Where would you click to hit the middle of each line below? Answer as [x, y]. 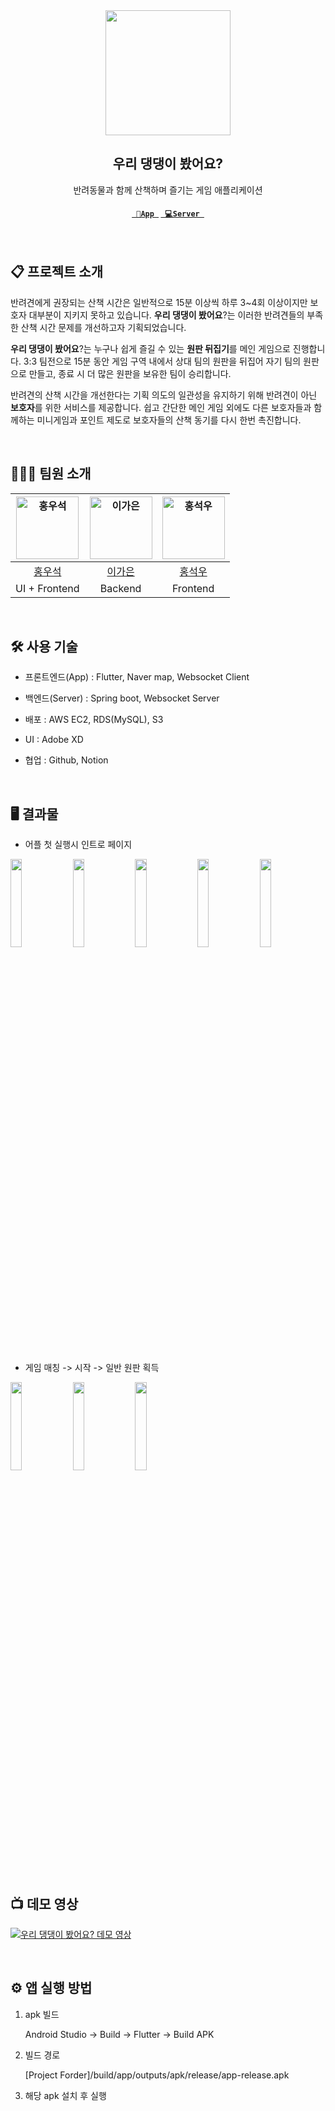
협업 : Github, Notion [66, 760]
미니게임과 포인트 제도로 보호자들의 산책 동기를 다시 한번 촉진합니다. [169, 420]
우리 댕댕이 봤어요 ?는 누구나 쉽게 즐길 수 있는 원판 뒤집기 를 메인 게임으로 [150, 348]
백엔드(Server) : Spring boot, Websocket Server [122, 698]
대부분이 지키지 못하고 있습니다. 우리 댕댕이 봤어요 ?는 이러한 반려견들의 [166, 315]
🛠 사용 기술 [44, 647]
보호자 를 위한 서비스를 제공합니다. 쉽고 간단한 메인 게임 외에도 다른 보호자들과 [161, 407]
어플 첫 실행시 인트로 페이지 [78, 845]
